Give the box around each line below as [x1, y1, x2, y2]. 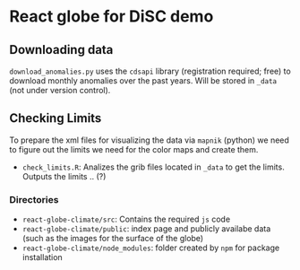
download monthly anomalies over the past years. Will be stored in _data [9, 75, 278, 86]
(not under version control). [9, 85, 111, 95]
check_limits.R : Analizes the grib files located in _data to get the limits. [21, 161, 285, 172]
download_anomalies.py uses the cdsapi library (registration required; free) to [9, 65, 291, 76]
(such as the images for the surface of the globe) [21, 233, 204, 244]
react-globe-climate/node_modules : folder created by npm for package [21, 242, 280, 253]
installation [21, 252, 63, 263]
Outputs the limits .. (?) [21, 170, 107, 181]
